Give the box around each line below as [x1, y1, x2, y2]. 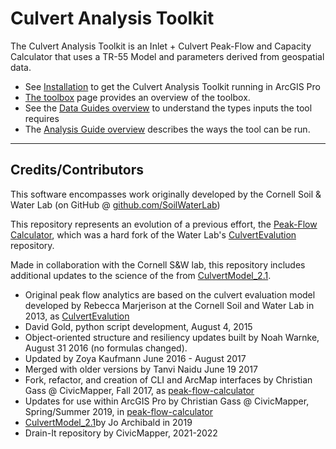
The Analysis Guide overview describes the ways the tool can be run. [24, 123, 311, 135]
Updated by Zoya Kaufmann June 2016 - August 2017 [24, 352, 247, 364]
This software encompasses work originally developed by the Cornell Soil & [10, 188, 322, 200]
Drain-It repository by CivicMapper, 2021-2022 [24, 427, 218, 439]
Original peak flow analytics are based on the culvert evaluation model [24, 288, 316, 301]
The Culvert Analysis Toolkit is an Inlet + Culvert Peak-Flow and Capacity [10, 40, 312, 52]
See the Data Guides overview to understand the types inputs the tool [24, 102, 313, 114]
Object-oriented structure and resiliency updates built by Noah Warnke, [24, 331, 320, 343]
